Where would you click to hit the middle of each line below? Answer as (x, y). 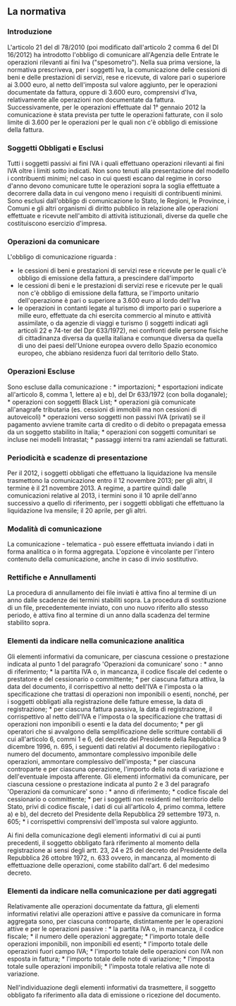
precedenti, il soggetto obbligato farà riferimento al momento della (104, 842)
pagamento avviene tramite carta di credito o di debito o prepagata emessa (117, 424)
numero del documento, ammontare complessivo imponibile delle (102, 754)
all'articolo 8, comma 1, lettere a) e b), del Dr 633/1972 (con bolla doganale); (117, 394)
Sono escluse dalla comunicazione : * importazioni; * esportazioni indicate (115, 387)
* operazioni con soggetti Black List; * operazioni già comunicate (101, 402)
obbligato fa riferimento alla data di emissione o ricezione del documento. (114, 995)
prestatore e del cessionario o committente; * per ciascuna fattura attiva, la (116, 679)
